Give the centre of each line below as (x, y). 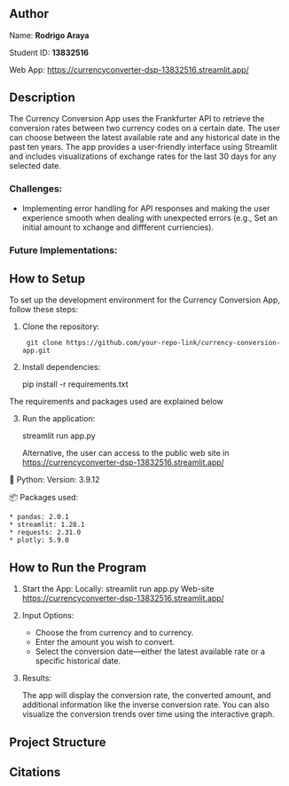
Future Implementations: (63, 250)
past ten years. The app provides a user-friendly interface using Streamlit (143, 147)
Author (29, 14)
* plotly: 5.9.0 (39, 540)
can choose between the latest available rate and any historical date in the (145, 138)
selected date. (35, 166)
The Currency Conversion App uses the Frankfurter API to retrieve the (137, 119)
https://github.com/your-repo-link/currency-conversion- (173, 343)
